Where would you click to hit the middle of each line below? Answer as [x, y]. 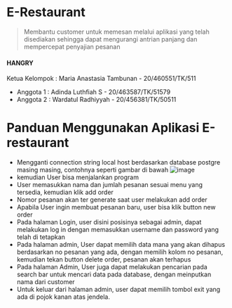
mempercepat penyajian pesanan [72, 46]
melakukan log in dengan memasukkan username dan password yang [117, 230]
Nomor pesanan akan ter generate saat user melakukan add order [112, 200]
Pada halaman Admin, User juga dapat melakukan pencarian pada [112, 267]
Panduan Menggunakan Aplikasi [103, 128]
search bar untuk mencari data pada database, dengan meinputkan [114, 274]
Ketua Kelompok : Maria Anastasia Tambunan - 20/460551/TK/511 [101, 79]
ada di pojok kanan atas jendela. [63, 297]
